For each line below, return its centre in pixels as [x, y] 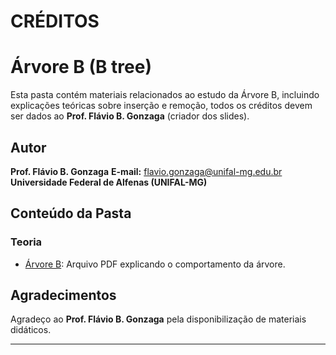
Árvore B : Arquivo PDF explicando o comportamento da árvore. [155, 264]
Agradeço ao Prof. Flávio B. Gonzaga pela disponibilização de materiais [158, 319]
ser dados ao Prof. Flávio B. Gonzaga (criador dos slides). [130, 116]
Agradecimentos [63, 295]
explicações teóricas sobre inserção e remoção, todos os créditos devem [161, 106]
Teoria [26, 242]
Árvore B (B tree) [81, 67]
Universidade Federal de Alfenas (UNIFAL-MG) [109, 182]
